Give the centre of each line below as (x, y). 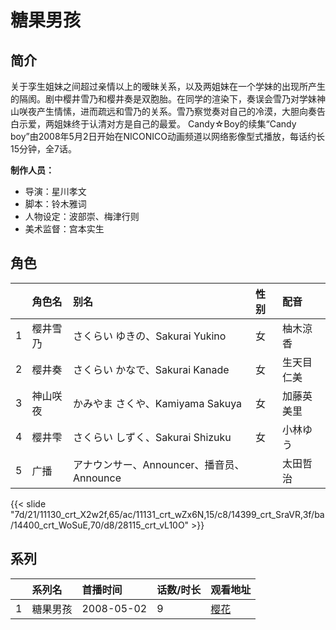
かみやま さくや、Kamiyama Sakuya (158, 403)
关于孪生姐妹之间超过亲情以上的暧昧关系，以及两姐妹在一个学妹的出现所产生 (168, 86)
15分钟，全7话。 (43, 149)
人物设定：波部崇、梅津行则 (82, 216)
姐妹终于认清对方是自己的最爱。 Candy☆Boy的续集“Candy (175, 124)
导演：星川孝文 (55, 191)
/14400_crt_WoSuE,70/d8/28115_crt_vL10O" (100, 525)
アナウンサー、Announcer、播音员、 (159, 464)
